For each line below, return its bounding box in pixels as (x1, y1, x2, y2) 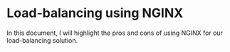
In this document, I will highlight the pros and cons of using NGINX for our (6, 28, 224, 37)
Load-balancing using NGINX (6, 5, 184, 21)
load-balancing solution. (6, 36, 78, 44)
